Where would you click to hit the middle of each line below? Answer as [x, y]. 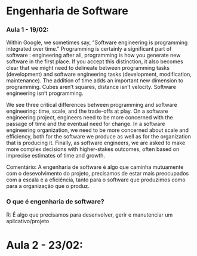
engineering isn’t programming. [45, 93]
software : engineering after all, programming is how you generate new [93, 55]
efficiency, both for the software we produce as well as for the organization [98, 137]
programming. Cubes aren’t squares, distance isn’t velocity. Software [91, 87]
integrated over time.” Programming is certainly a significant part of [89, 49]
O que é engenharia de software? [55, 202]
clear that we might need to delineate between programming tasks [88, 68]
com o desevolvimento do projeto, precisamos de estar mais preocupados [98, 174]
